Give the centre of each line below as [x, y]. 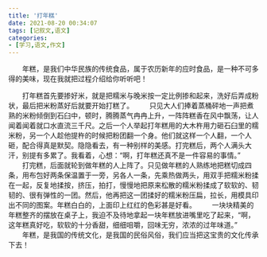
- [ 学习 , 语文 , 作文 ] [37, 45]
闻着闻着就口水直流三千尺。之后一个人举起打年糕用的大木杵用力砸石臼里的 [130, 126]
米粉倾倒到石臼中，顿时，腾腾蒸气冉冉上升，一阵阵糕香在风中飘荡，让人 [140, 115]
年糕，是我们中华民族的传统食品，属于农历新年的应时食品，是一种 [130, 69]
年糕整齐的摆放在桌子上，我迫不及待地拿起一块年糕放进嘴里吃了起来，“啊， [132, 215]
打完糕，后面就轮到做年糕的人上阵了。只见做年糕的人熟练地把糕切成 [133, 165]
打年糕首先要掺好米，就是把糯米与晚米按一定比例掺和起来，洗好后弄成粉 [140, 95]
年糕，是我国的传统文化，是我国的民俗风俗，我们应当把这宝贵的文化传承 [140, 235]
